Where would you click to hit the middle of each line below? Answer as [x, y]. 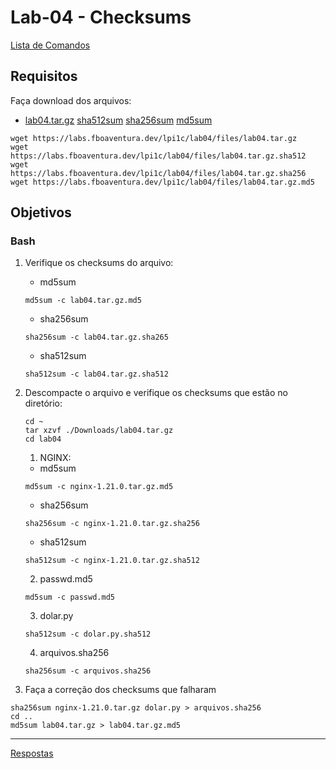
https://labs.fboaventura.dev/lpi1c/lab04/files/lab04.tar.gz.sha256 [158, 173]
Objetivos [41, 212]
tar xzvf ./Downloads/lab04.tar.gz [99, 431]
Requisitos [44, 76]
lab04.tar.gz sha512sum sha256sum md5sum [118, 120]
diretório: [43, 403]
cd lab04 [43, 439]
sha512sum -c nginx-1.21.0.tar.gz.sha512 [112, 561]
